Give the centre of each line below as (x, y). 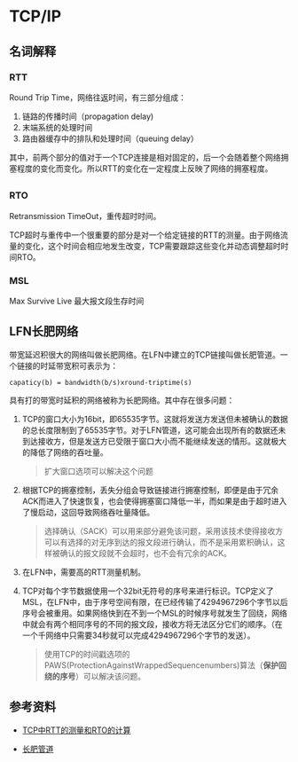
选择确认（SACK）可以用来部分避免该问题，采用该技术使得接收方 (164, 530)
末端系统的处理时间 (57, 127)
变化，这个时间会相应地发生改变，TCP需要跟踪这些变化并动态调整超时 (153, 246)
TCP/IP (35, 16)
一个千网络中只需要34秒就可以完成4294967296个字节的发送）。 (138, 635)
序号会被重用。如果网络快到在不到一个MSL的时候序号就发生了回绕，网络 (155, 613)
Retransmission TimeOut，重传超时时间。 (85, 216)
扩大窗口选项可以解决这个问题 (98, 471)
